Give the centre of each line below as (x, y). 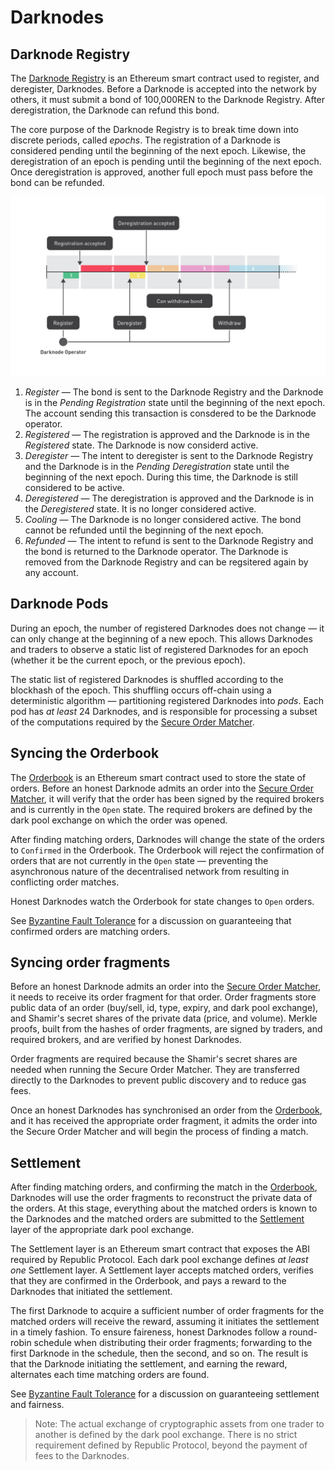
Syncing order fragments (90, 962)
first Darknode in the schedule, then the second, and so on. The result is (159, 1353)
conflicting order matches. (65, 882)
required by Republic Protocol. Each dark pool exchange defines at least (159, 1260)
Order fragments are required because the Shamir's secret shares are (154, 1059)
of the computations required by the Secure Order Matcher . (132, 722)
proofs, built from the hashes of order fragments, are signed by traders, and (166, 1029)
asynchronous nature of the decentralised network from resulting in (150, 871)
